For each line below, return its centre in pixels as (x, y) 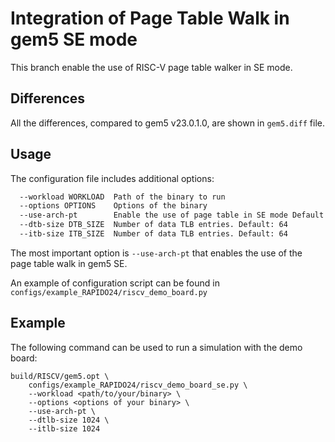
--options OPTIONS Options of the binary (113, 206)
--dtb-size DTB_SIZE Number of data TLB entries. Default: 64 (153, 225)
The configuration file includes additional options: (112, 178)
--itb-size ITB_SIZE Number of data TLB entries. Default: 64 (153, 234)
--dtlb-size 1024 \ (69, 420)
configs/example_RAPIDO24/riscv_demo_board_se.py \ (138, 385)
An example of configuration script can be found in (115, 283)
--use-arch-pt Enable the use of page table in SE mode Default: (174, 215)
